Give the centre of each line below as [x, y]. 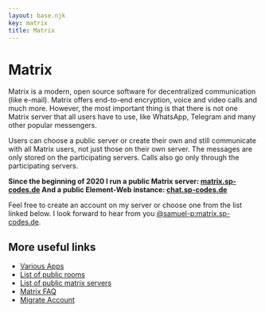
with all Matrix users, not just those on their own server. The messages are [131, 149]
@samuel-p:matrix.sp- [193, 214]
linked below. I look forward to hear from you [82, 214]
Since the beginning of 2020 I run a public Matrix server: [104, 181]
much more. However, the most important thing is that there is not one [123, 109]
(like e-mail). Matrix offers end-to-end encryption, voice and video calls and [132, 100]
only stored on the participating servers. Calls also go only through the [124, 158]
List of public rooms [53, 275]
